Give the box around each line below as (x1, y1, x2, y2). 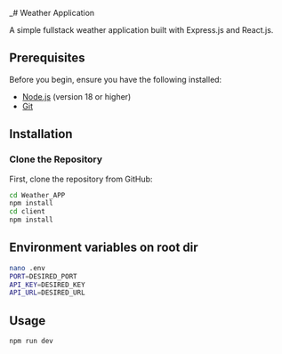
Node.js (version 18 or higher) (21, 91, 132, 101)
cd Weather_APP (9, 190, 66, 199)
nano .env (9, 263, 46, 272)
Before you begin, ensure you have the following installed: (9, 74, 222, 84)
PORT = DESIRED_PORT (9, 271, 77, 281)
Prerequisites (9, 51, 85, 66)
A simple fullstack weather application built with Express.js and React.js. (9, 25, 274, 35)
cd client (9, 207, 46, 216)
